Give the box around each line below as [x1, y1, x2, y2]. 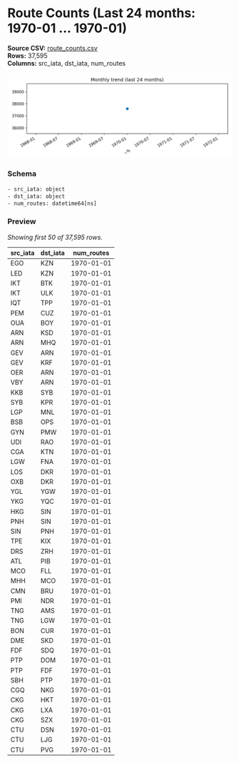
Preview [7, 216, 36, 226]
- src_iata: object [7, 186, 66, 193]
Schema [7, 168, 37, 178]
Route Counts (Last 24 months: [7, 5, 196, 21]
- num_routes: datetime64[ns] [7, 200, 98, 208]
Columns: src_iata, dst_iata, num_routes [7, 59, 126, 67]
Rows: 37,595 [7, 51, 48, 60]
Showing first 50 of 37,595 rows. [7, 233, 103, 241]
